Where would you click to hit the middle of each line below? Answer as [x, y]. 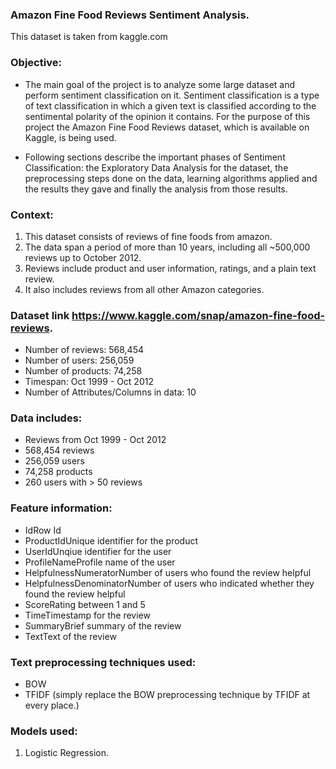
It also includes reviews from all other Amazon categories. [144, 289]
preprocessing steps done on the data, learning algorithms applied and [171, 178]
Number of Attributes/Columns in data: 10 [110, 392]
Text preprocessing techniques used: [103, 662]
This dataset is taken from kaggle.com [89, 37]
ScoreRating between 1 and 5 [85, 604]
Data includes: [46, 418]
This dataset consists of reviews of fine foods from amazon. [148, 236]
